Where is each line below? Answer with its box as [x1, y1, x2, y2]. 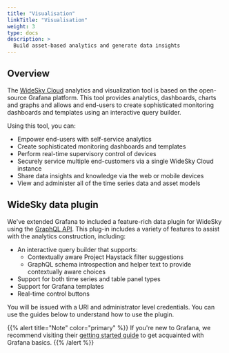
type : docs [7, 29, 39, 37]
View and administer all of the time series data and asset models [17, 179, 201, 187]
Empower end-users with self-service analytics [17, 135, 152, 143]
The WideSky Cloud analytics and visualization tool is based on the [7, 86, 198, 94]
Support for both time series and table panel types [17, 274, 161, 283]
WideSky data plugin [7, 199, 99, 211]
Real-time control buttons [17, 289, 90, 298]
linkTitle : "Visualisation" [7, 17, 88, 23]
